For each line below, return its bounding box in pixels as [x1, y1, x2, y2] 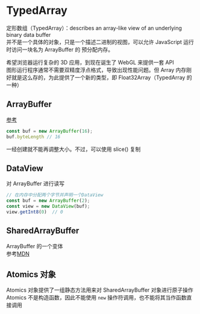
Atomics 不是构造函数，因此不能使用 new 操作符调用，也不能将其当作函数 [6, 294, 187, 301]
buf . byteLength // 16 [6, 133, 61, 139]
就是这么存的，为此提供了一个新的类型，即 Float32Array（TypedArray [11, 74, 186, 81]
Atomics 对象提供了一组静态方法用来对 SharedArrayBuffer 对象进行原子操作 [6, 286, 194, 293]
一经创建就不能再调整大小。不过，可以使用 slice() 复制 [6, 146, 141, 153]
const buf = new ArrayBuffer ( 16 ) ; [6, 128, 93, 134]
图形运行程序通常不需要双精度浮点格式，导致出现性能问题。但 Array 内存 [6, 66, 187, 73]
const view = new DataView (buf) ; [6, 203, 90, 210]
